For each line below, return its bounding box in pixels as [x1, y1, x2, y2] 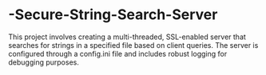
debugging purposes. [8, 57, 80, 67]
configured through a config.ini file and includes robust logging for [8, 49, 228, 58]
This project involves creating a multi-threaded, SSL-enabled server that [8, 32, 246, 41]
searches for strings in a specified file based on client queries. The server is [8, 40, 259, 49]
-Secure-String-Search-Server [8, 6, 218, 24]
